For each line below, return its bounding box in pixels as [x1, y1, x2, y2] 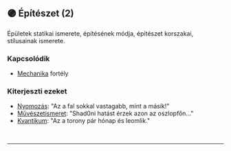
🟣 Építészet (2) [7, 8, 74, 19]
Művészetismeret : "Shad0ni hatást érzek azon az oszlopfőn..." [16, 109, 194, 117]
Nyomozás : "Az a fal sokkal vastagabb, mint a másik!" [16, 102, 170, 111]
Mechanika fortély [16, 69, 69, 78]
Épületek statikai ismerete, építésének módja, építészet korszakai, [7, 29, 194, 38]
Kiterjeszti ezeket [7, 86, 67, 96]
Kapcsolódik [7, 54, 50, 63]
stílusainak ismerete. [7, 36, 65, 45]
